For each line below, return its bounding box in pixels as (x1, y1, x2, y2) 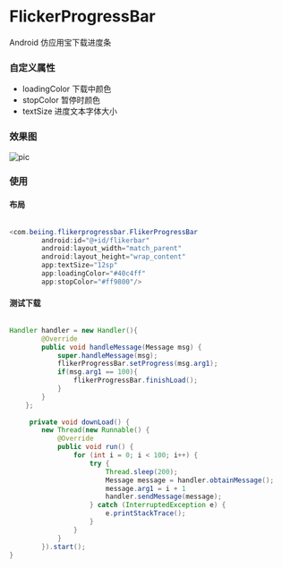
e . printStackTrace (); (105, 509, 186, 518)
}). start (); (41, 542, 87, 551)
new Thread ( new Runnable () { (41, 426, 150, 435)
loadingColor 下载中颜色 (21, 83, 112, 95)
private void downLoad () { (29, 418, 130, 427)
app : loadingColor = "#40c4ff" (41, 269, 146, 278)
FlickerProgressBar (9, 6, 156, 27)
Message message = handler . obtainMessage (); (105, 476, 275, 485)
